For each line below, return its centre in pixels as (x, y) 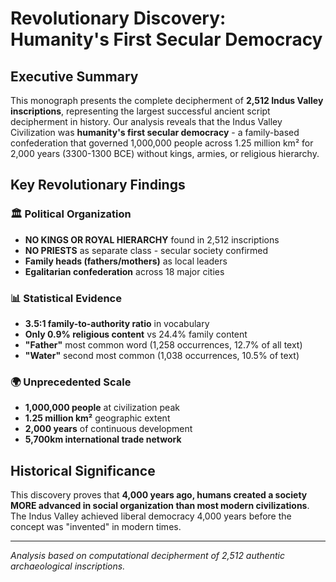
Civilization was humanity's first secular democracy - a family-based (155, 132)
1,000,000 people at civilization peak (102, 408)
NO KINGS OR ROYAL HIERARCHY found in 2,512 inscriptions (152, 239)
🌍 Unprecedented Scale (71, 382)
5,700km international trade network (103, 439)
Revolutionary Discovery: (118, 18)
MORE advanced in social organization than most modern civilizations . (160, 506)
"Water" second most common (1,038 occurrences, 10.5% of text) (162, 355)
